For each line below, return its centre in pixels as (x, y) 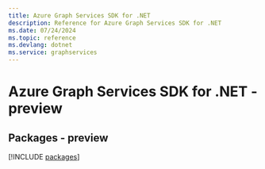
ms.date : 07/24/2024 (42, 30)
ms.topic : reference (42, 38)
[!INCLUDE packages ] (44, 157)
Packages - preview (58, 138)
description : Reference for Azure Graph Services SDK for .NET (115, 23)
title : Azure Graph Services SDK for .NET (79, 15)
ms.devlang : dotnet (40, 45)
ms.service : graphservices (53, 52)
